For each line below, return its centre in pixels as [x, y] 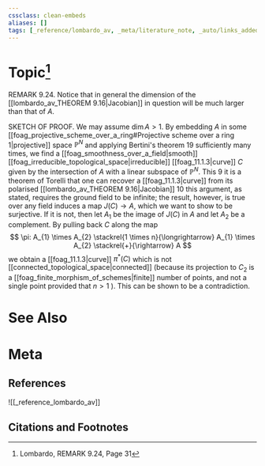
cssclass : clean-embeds [47, 15]
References [37, 383]
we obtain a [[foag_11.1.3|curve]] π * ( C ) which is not [90, 258]
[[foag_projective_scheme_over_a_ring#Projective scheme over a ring [121, 134]
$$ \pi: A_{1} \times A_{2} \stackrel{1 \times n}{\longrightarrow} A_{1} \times [132, 237]
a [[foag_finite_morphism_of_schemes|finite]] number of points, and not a [127, 278]
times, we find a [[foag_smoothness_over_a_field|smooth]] [103, 153]
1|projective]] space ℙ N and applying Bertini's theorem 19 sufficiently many [130, 144]
